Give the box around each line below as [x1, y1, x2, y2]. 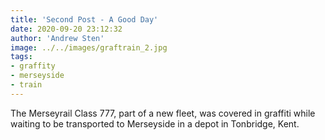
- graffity [10, 61, 56, 71]
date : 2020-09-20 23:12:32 [10, 24, 123, 34]
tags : [10, 52, 33, 62]
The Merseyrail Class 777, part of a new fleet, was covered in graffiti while [10, 107, 316, 119]
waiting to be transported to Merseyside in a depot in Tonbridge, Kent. [10, 117, 300, 130]
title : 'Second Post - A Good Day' [10, 14, 159, 25]
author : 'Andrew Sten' [10, 33, 105, 43]
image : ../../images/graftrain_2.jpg [10, 42, 168, 53]
